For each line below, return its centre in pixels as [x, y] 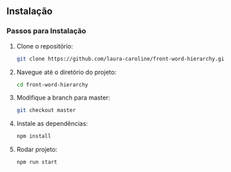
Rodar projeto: [37, 150]
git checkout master [46, 111]
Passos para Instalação [46, 31]
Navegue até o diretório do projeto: [66, 72]
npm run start [37, 162]
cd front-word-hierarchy [52, 85]
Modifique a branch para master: [63, 98]
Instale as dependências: [52, 124]
